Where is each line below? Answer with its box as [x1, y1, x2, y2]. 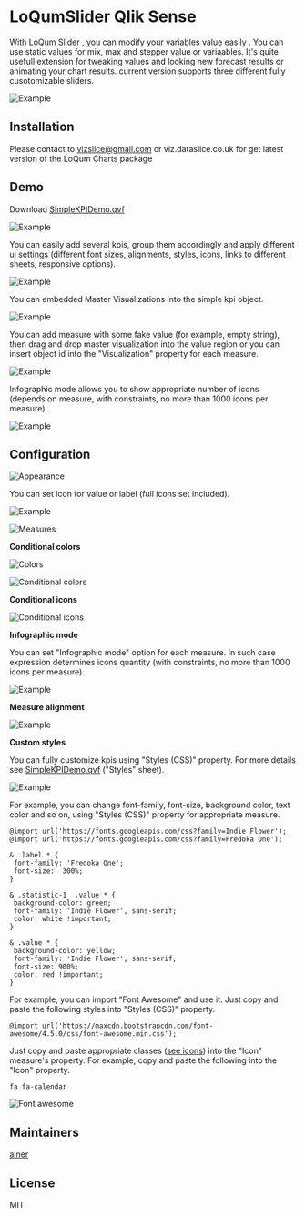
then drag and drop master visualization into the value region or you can [9, 339, 280, 350]
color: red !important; [13, 970, 104, 979]
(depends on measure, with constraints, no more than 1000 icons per [9, 393, 269, 404]
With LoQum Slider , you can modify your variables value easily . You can [9, 36, 284, 47]
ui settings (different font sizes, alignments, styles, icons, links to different [9, 248, 287, 259]
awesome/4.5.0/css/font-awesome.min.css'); [9, 1029, 178, 1039]
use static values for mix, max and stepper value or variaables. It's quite [9, 46, 280, 56]
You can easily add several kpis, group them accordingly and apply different [9, 238, 295, 249]
